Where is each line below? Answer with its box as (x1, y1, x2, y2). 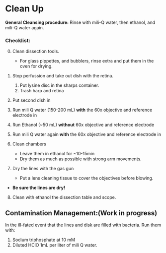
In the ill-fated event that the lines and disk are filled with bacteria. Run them (5, 222, 162, 228)
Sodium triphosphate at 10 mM (12, 237, 76, 243)
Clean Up (5, 3, 44, 14)
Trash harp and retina (19, 88, 64, 94)
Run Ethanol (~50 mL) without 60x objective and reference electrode (12, 122, 155, 128)
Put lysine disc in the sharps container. (19, 82, 99, 88)
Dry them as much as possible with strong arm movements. (19, 156, 142, 162)
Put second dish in (12, 97, 51, 103)
